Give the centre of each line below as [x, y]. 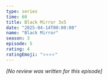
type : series [22, 11]
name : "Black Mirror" [32, 33]
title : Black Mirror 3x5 [36, 22]
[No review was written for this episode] [54, 71]
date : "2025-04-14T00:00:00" [41, 28]
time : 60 [17, 17]
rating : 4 [18, 49]
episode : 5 [19, 44]
